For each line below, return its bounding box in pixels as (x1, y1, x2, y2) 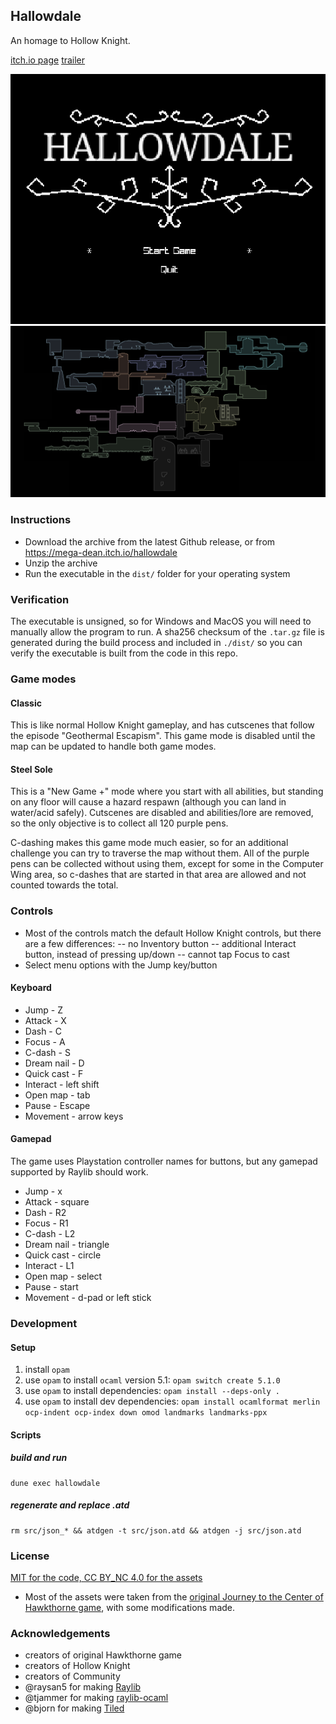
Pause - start (24, 1281, 79, 1293)
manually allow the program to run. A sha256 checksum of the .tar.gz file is (10, 626, 325, 638)
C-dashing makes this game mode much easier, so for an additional (10, 837, 289, 849)
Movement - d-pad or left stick (24, 1292, 152, 1304)
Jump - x (24, 1185, 63, 1198)
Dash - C (24, 1025, 62, 1037)
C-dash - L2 (24, 1228, 76, 1240)
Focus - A (24, 1035, 66, 1048)
